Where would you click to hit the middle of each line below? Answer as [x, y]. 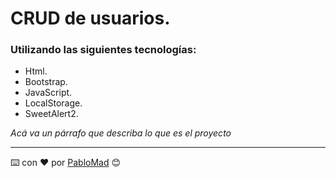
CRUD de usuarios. [90, 18]
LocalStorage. [53, 103]
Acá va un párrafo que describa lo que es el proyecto [121, 133]
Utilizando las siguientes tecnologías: [103, 50]
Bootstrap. [46, 82]
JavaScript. [48, 93]
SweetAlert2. [51, 114]
